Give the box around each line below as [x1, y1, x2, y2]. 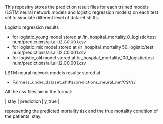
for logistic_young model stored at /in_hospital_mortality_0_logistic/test [12, 34, 156, 40]
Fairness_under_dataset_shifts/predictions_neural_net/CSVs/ [12, 79, 136, 85]
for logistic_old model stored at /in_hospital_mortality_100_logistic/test [12, 55, 154, 61]
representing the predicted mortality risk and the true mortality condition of [5, 108, 158, 114]
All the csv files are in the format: [5, 89, 73, 94]
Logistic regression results [5, 24, 59, 30]
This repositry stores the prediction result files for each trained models [5, 4, 149, 10]
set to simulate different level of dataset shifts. [5, 15, 100, 20]
